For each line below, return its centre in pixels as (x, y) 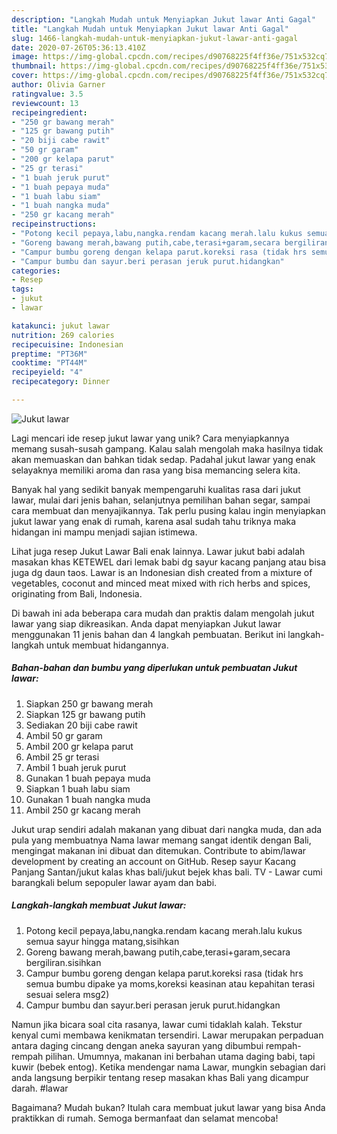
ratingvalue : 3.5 (47, 94)
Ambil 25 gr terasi (62, 757)
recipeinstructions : (54, 224)
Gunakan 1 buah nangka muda (88, 799)
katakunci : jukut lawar (61, 326)
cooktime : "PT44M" (49, 363)
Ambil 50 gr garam (64, 735)
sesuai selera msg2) (67, 994)
